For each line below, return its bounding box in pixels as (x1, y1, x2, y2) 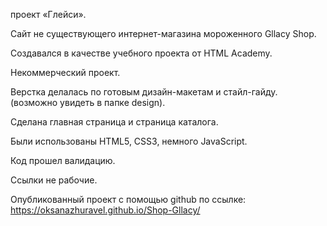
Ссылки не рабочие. (10, 174, 98, 186)
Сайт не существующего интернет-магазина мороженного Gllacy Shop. (10, 28, 317, 39)
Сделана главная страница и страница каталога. (10, 116, 219, 128)
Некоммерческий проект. (10, 67, 121, 78)
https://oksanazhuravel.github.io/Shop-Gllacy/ (10, 204, 201, 216)
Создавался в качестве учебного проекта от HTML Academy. (10, 47, 273, 59)
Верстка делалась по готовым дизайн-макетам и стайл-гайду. (10, 86, 278, 98)
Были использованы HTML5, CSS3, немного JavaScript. (10, 135, 248, 147)
